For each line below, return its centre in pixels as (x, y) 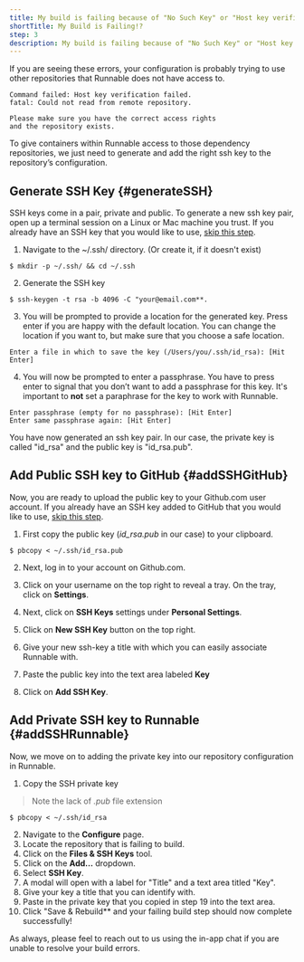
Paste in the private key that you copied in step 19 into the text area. (149, 901)
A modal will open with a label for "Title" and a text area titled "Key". (149, 882)
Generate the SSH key (64, 283)
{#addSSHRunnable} (69, 734)
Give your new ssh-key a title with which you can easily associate (145, 647)
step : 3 (24, 34)
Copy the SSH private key (71, 783)
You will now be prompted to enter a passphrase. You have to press (148, 377)
